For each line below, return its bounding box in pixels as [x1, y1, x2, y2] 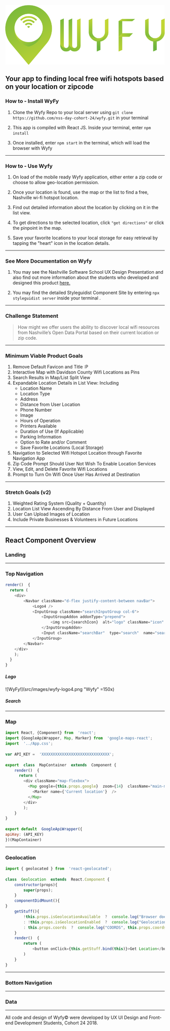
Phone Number [20, 407, 52, 413]
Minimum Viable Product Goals [5, 352, 83, 359]
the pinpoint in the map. [12, 225, 62, 231]
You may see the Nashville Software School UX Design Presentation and [12, 269, 163, 275]
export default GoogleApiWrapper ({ [5, 827, 82, 832]
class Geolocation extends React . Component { [5, 877, 110, 882]
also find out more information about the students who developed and [12, 274, 158, 281]
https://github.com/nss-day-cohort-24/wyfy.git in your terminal [12, 115, 149, 121]
